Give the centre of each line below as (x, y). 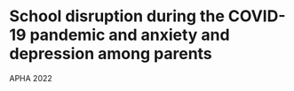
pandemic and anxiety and (130, 35)
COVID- (257, 16)
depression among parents (111, 54)
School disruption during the (117, 16)
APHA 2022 (31, 78)
